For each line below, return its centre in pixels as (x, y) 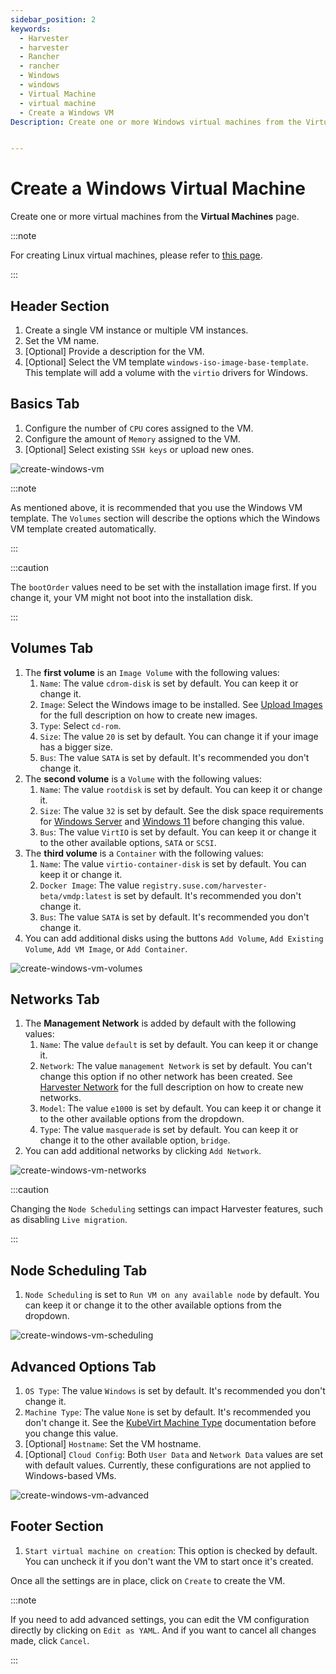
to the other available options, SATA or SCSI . (128, 842)
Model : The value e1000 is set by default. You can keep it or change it (180, 1108)
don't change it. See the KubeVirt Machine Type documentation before (170, 1423)
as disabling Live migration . (69, 1220)
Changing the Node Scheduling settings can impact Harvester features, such (166, 1209)
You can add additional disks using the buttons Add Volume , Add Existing (174, 938)
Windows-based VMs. (70, 1476)
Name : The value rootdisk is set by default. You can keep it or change (181, 789)
